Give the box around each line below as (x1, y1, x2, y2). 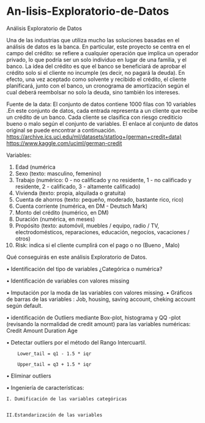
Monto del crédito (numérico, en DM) (15, 208, 109, 216)
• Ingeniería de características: (6, 384, 84, 391)
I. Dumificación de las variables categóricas (6, 395, 127, 402)
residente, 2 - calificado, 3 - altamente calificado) (15, 183, 141, 190)
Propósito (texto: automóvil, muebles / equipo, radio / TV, (15, 222, 160, 229)
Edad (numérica (15, 163, 56, 170)
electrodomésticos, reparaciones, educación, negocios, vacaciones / (15, 228, 190, 235)
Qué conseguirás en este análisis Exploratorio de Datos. (6, 253, 147, 261)
